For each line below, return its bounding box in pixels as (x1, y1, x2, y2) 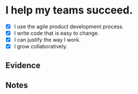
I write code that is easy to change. (14, 30, 99, 36)
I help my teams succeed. (5, 4, 133, 17)
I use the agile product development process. (14, 23, 124, 30)
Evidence (5, 60, 41, 70)
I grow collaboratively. (14, 43, 68, 50)
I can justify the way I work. (14, 36, 81, 43)
